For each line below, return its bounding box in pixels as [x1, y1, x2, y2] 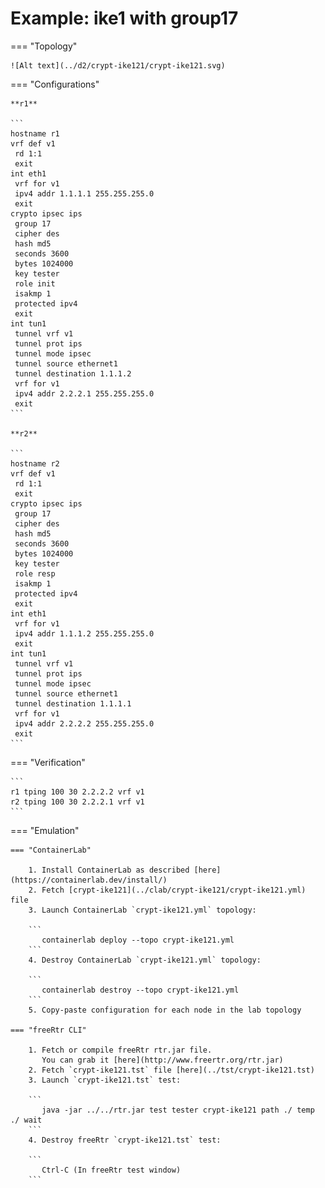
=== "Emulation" [10, 824, 80, 836]
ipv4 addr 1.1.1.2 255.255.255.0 [14, 628, 155, 639]
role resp [14, 568, 56, 579]
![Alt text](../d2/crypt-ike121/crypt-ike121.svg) [10, 60, 226, 71]
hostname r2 [10, 458, 60, 469]
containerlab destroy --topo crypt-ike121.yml [41, 985, 240, 995]
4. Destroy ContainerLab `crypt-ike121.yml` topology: [28, 955, 262, 965]
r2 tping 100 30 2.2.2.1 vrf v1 [10, 797, 145, 807]
